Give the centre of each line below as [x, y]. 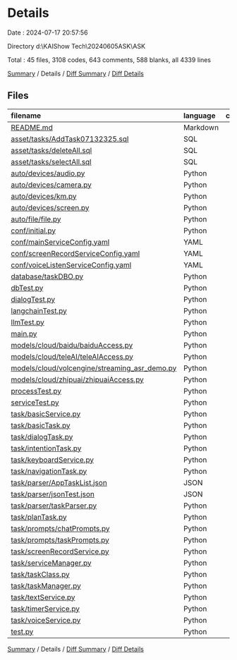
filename [26, 116]
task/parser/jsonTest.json [53, 494]
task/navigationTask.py [49, 471]
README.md [32, 127]
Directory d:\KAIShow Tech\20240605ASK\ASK [77, 46]
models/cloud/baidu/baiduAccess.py [72, 345]
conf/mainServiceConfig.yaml [60, 242]
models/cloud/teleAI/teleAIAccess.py [72, 356]
